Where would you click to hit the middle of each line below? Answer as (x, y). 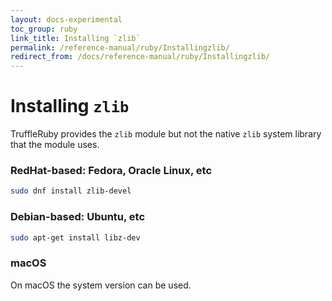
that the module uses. (55, 145)
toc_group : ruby (44, 29)
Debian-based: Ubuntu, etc (78, 217)
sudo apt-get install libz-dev (75, 237)
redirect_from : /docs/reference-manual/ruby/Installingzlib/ (140, 57)
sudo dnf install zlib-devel (71, 191)
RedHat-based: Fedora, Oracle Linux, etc (111, 170)
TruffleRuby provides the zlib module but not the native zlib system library (166, 134)
